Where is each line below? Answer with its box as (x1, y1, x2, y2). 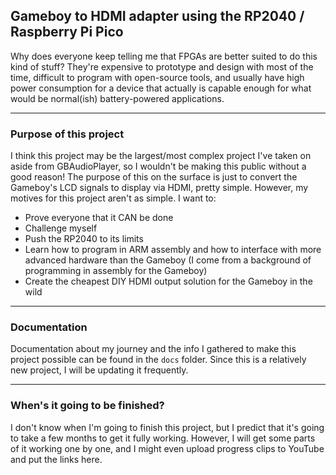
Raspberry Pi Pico (10, 24, 124, 41)
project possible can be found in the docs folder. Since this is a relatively (10, 354, 307, 366)
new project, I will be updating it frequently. (10, 364, 189, 376)
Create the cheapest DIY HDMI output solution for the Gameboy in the (24, 275, 313, 288)
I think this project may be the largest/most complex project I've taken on (10, 150, 312, 162)
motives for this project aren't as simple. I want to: (10, 192, 217, 204)
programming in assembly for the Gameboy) (24, 265, 208, 277)
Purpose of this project (10, 127, 125, 141)
